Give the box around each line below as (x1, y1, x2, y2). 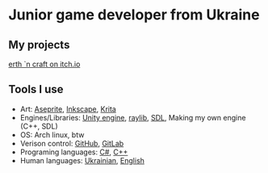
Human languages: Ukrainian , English (19, 155, 145, 165)
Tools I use (8, 82, 64, 96)
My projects (8, 38, 70, 52)
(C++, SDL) (19, 121, 58, 131)
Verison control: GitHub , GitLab (19, 138, 124, 148)
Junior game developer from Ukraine (8, 6, 260, 24)
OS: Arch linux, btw (19, 129, 85, 139)
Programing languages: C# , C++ (19, 147, 128, 157)
